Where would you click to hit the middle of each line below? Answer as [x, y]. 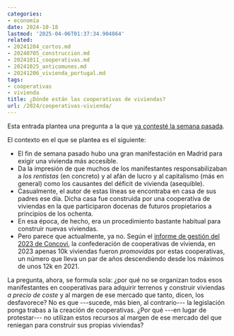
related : [20, 40]
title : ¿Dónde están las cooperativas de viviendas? [87, 100]
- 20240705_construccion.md [49, 54]
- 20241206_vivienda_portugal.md [57, 73]
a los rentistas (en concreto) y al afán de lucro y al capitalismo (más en [121, 176]
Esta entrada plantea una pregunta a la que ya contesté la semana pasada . [116, 126]
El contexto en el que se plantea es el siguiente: [77, 139]
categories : [25, 14]
